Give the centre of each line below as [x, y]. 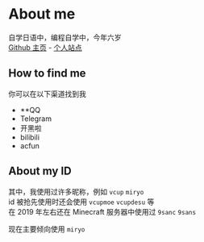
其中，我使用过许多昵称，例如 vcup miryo [76, 191]
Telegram [36, 119]
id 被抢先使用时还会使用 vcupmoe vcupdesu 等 [81, 202]
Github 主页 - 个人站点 [45, 47]
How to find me [47, 73]
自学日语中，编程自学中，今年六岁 [65, 37]
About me [42, 14]
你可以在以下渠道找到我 [47, 94]
